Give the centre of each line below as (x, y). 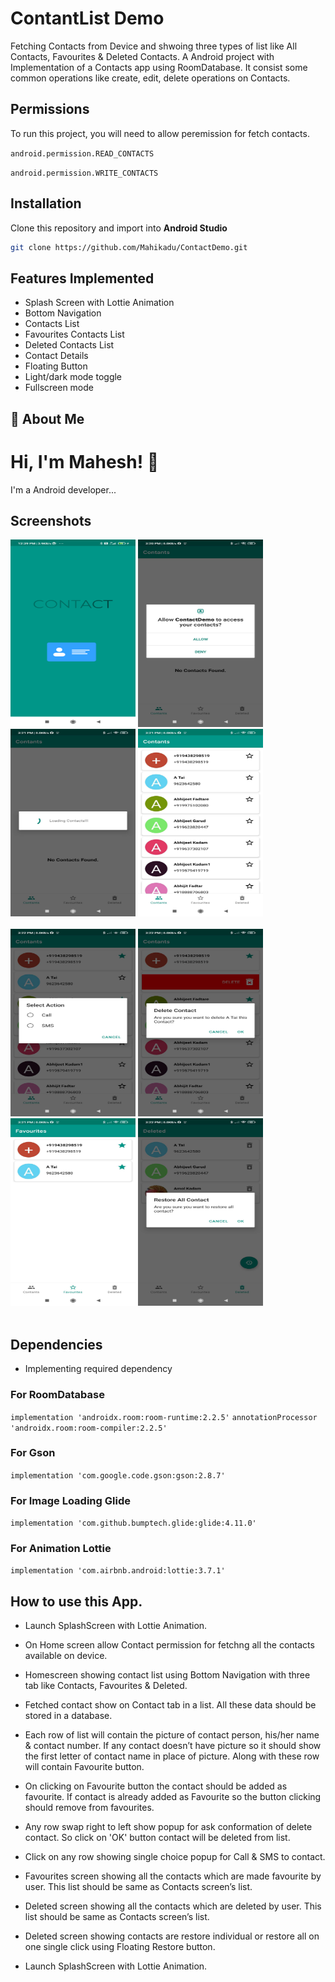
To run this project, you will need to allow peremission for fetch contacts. (160, 133)
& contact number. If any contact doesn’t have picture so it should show (173, 1746)
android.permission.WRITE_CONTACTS (84, 173)
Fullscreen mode (59, 388)
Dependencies (56, 1344)
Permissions (50, 109)
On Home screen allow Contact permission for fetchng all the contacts (169, 1645)
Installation (46, 203)
